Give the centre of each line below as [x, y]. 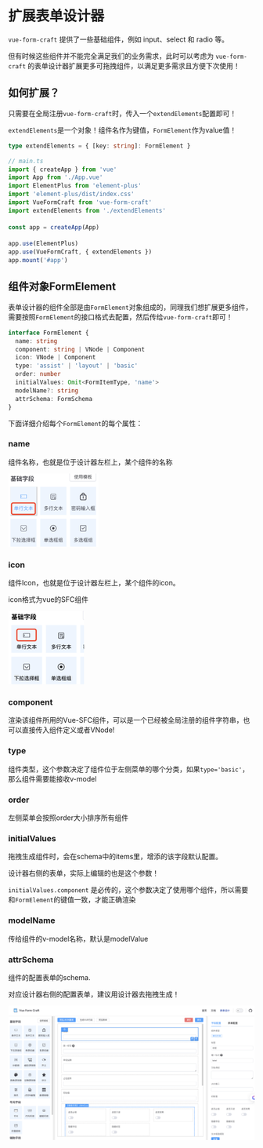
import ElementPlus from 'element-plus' [75, 186]
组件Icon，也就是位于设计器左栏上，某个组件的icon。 [94, 583]
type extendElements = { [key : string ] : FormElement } [99, 146]
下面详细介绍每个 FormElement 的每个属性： [76, 423]
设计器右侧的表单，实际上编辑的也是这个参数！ [83, 873]
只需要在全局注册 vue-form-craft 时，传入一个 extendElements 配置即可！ [122, 113]
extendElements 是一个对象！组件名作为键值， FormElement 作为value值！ [122, 129]
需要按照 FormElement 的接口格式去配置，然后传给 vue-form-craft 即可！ [121, 317]
